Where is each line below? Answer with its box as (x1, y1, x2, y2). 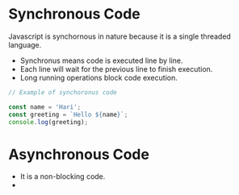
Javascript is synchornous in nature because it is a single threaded (8, 31, 232, 41)
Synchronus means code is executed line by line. (19, 56, 183, 65)
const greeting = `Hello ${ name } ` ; (8, 110, 128, 118)
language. (8, 39, 42, 49)
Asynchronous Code (8, 145, 149, 164)
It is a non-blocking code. (19, 172, 106, 181)
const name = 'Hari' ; (8, 102, 82, 111)
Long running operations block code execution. (19, 73, 178, 82)
